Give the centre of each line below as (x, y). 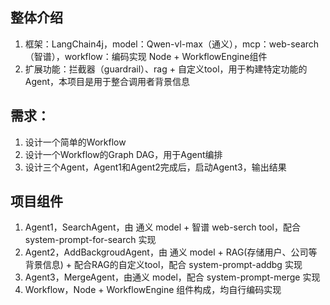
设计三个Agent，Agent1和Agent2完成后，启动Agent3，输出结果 (155, 167)
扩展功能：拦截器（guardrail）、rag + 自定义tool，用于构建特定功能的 (166, 69)
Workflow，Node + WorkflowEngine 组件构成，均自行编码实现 (153, 290)
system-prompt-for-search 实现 (90, 240)
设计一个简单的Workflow (75, 142)
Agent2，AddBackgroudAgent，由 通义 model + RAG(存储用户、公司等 (171, 252)
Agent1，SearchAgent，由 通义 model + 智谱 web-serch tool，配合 (163, 227)
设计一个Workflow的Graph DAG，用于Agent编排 (123, 154)
